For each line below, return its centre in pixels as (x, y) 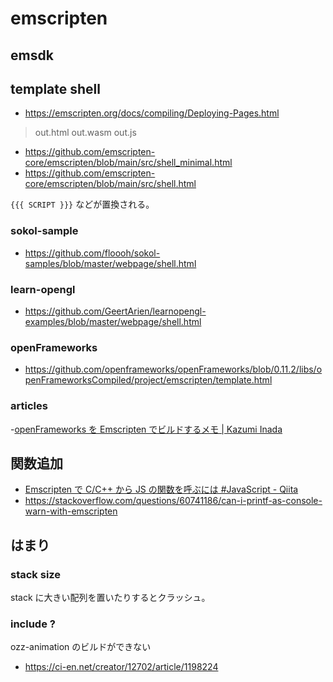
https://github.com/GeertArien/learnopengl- (115, 311)
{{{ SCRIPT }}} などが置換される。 (82, 204)
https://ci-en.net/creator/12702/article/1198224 (121, 667)
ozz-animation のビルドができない (81, 647)
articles (29, 406)
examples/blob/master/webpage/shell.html (113, 321)
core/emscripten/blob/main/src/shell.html (110, 184)
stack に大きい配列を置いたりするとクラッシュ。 (110, 598)
